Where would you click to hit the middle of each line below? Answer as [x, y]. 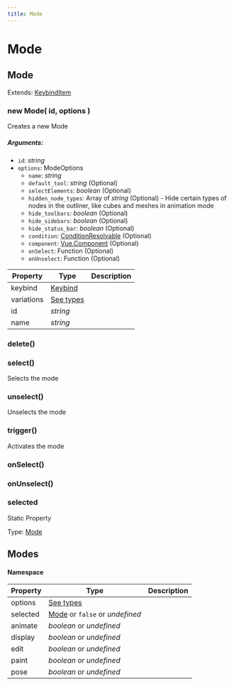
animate [24, 626]
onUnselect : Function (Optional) [74, 258]
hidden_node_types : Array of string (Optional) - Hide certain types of [127, 198]
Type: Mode [25, 532]
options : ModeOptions [50, 168]
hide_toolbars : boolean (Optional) [78, 213]
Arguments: [26, 142]
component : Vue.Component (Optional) [83, 243]
